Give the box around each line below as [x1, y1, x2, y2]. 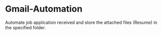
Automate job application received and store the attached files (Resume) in [5, 19, 158, 25]
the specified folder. [5, 24, 46, 30]
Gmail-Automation [5, 3, 82, 15]
